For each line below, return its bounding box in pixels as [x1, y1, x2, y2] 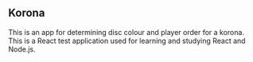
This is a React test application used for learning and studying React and [8, 36, 246, 45]
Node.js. [8, 44, 36, 54]
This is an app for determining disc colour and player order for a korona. [8, 27, 245, 37]
